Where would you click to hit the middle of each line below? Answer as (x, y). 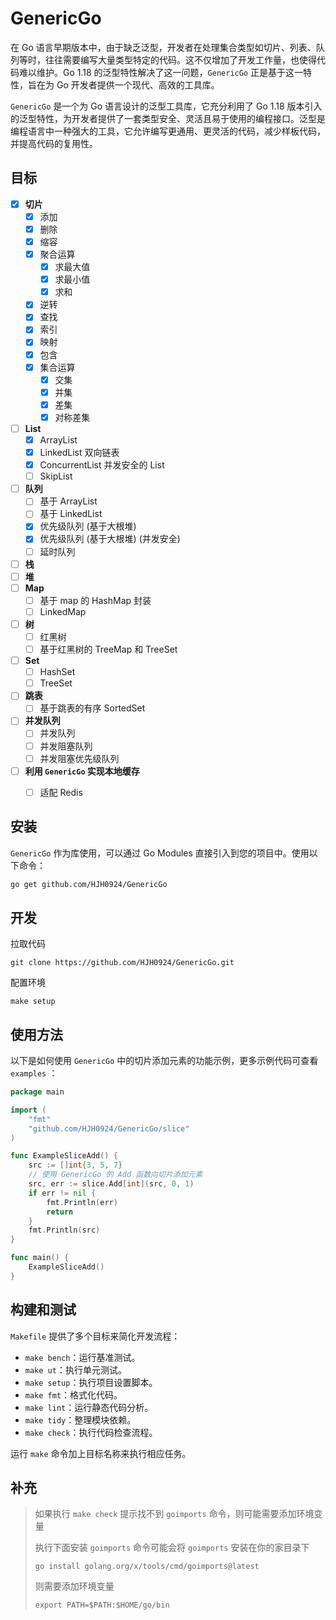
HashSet (57, 672)
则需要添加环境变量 (74, 1586)
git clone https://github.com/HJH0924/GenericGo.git (122, 963)
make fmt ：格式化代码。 (73, 1394)
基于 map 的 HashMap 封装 (95, 600)
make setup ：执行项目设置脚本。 (91, 1382)
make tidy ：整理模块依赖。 (80, 1419)
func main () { (40, 1258)
